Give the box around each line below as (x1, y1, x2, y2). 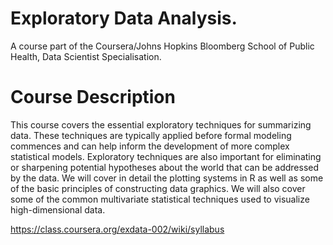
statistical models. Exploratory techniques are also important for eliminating (10, 150, 322, 162)
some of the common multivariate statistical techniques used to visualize (10, 193, 310, 205)
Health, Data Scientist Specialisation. (10, 50, 162, 62)
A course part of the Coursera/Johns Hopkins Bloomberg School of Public (10, 40, 315, 52)
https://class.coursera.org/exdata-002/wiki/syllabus (10, 223, 225, 235)
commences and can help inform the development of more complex (10, 140, 290, 152)
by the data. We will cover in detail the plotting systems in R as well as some (10, 172, 324, 184)
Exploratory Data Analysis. (10, 7, 238, 30)
